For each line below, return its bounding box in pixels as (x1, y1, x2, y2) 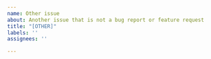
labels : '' (7, 29, 38, 36)
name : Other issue (7, 10, 60, 17)
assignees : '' (7, 36, 48, 43)
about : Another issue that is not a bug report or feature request (7, 16, 205, 23)
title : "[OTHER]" (7, 23, 57, 29)
